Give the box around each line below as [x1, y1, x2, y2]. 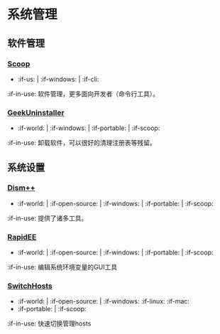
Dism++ [7, 183, 35, 193]
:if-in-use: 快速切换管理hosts [7, 319, 92, 328]
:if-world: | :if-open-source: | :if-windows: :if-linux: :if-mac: [17, 297, 190, 306]
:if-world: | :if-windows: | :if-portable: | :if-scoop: [17, 124, 160, 132]
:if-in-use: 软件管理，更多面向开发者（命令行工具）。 [7, 90, 160, 98]
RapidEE [7, 232, 37, 242]
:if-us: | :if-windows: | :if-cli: [17, 75, 99, 83]
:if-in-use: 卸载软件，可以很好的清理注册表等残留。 [7, 139, 156, 147]
